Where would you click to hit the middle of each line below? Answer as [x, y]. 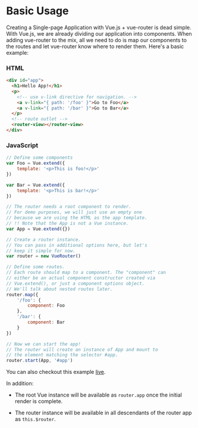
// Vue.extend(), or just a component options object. [76, 284]
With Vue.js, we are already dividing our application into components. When [99, 33]
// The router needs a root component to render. [69, 207]
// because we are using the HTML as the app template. [77, 218]
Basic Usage [37, 11]
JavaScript [22, 145]
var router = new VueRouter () [44, 256]
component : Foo [46, 306]
